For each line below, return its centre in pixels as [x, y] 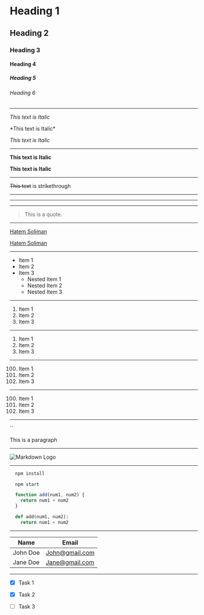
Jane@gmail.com [70, 562]
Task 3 [27, 606]
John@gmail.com [70, 552]
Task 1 [26, 582]
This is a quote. [43, 214]
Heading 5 [23, 78]
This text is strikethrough [40, 186]
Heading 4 [23, 64]
